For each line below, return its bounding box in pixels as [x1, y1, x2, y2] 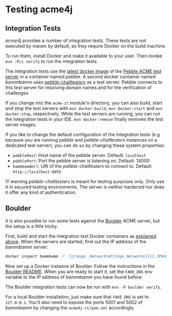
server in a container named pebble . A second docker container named [5, 74, 156, 80]
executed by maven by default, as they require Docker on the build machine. [5, 43, 166, 49]
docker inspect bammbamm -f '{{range [5, 254, 86, 259]
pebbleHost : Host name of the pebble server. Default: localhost [12, 152, 146, 158]
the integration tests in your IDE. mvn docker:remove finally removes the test [5, 116, 164, 122]
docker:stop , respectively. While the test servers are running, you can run [5, 111, 160, 117]
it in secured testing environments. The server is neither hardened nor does [5, 184, 165, 190]
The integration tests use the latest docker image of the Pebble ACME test [5, 68, 162, 74]
